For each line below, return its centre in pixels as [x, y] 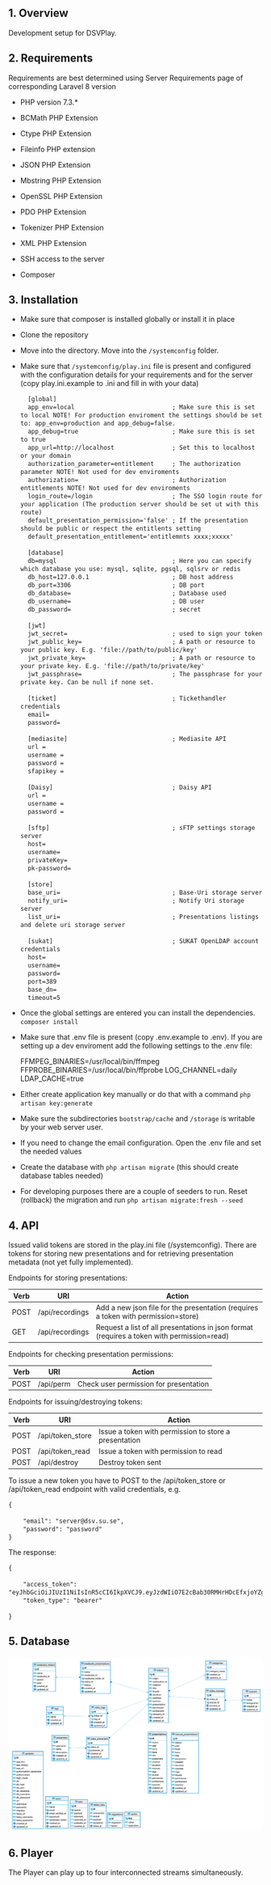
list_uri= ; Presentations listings [144, 917]
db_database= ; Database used [127, 594]
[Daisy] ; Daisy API [120, 788]
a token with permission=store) [147, 1316]
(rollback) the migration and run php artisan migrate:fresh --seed [131, 1200]
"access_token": [50, 1584]
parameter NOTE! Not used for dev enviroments [100, 472]
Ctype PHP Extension [56, 133]
